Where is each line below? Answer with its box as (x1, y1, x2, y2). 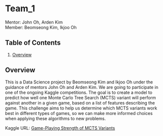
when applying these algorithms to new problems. (5, 115, 106, 121)
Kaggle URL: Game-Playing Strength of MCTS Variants (5, 125, 115, 131)
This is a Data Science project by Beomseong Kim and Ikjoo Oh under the (5, 79, 153, 85)
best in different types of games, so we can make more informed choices (5, 110, 153, 116)
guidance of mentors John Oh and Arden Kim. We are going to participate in (5, 84, 159, 90)
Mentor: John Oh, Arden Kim (5, 19, 63, 25)
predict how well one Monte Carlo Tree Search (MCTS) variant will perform (5, 94, 156, 101)
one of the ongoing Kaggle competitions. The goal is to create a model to (5, 89, 153, 95)
